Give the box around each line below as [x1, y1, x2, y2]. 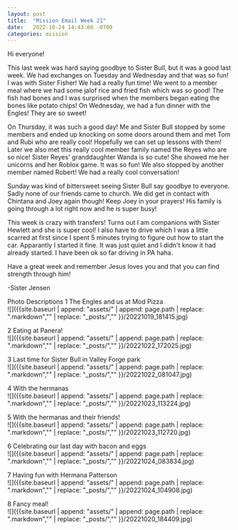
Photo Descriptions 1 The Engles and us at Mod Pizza [7, 297, 163, 306]
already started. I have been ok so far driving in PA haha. [7, 248, 173, 257]
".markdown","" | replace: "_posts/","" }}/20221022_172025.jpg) [7, 341, 192, 350]
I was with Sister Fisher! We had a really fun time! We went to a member [7, 79, 218, 88]
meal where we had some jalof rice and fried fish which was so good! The [7, 86, 224, 95]
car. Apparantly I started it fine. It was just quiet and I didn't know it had [7, 241, 217, 250]
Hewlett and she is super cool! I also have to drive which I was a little [7, 226, 209, 235]
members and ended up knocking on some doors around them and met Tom [7, 130, 231, 139]
